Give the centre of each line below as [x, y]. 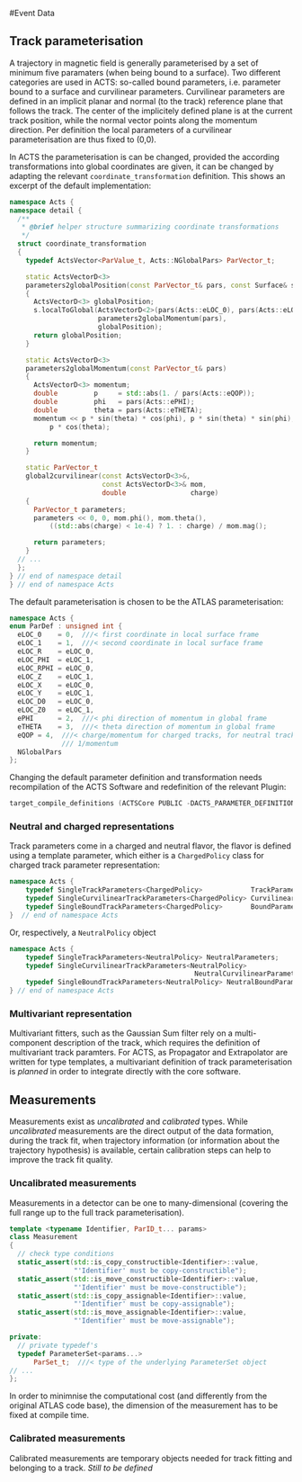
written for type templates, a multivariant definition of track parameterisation [151, 1062]
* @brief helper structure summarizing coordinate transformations [150, 227]
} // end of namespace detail [66, 576]
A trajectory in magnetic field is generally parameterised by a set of [134, 63]
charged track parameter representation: [84, 865]
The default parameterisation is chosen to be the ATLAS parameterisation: [147, 601]
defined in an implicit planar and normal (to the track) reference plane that [146, 101]
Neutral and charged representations [92, 827]
